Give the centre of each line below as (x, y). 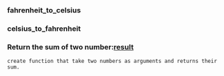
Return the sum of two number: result (71, 47)
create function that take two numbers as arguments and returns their (112, 61)
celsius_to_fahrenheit (44, 28)
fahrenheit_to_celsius (44, 10)
